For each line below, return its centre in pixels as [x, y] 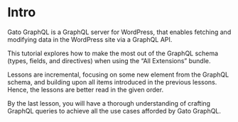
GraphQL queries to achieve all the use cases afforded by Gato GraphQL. [114, 111]
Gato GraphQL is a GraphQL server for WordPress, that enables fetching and [119, 32]
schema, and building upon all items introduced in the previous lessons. [112, 82]
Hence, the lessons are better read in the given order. [86, 89]
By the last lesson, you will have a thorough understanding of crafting [109, 103]
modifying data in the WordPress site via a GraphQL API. [90, 39]
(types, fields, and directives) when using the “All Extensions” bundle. [109, 60]
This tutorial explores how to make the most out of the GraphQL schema [113, 53]
